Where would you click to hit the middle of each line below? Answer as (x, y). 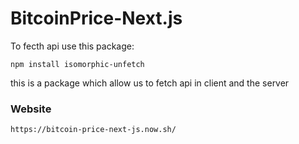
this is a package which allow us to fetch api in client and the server (150, 83)
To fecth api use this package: (72, 46)
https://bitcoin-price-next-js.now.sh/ (93, 130)
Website (31, 109)
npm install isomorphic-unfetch (77, 64)
